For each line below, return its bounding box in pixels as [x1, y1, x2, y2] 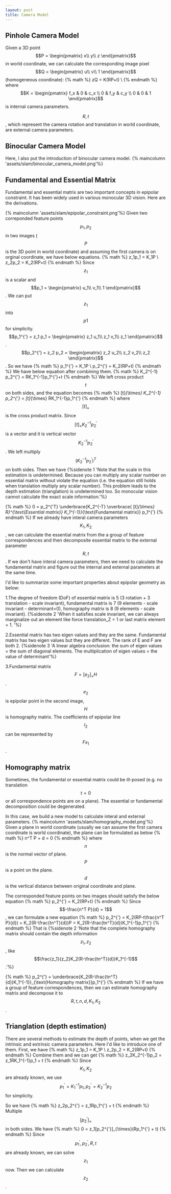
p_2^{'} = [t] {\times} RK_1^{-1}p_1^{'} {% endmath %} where [5, 395, 130, 401]
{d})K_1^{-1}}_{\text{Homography [5, 979, 75, 985]
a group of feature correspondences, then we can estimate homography [5, 985, 157, 991]
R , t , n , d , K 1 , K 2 [70, 998, 101, 1005]
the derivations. [5, 200, 38, 206]
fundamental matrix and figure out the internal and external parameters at [5, 564, 160, 570]
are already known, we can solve [5, 1149, 75, 1156]
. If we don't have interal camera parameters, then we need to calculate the [5, 558, 163, 565]
